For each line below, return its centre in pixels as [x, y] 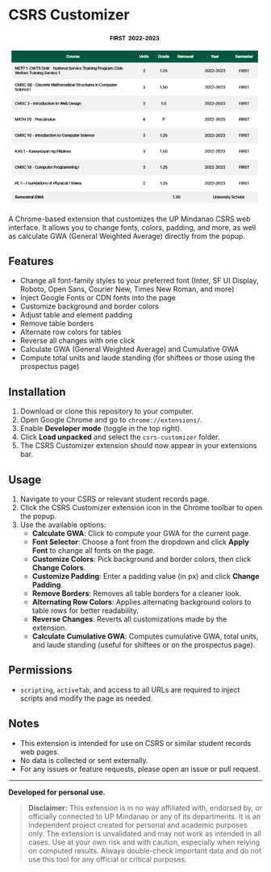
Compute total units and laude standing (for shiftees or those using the [138, 358]
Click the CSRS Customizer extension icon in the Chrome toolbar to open [141, 508]
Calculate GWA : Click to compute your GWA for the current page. [142, 534]
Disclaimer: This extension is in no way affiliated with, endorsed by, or [145, 807]
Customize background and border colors [90, 306]
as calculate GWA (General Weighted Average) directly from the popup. [127, 236]
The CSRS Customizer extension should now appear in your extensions [138, 446]
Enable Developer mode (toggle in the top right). [101, 429]
